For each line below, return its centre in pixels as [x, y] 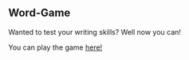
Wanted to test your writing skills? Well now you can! [95, 32]
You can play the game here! [55, 47]
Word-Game [39, 13]
